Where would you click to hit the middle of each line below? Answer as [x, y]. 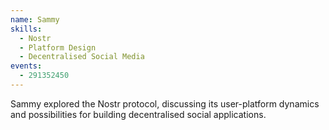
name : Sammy [35, 19]
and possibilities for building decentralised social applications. [138, 114]
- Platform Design [58, 47]
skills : [26, 29]
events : [26, 66]
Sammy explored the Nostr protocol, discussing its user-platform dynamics [165, 103]
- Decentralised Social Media [82, 57]
